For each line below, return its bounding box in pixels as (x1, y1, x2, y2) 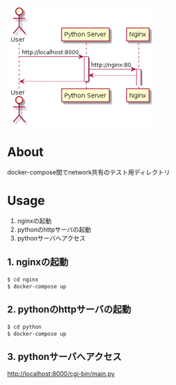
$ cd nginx (7, 276, 39, 283)
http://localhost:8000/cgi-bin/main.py (7, 370, 115, 378)
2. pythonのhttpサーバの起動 (7, 304, 132, 316)
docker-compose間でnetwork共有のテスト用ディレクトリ (7, 167, 170, 176)
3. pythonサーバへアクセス (7, 350, 122, 363)
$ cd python (7, 323, 42, 330)
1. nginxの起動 (7, 256, 69, 268)
